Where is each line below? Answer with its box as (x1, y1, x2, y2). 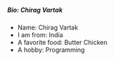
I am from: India (17, 30, 63, 39)
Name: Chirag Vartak (17, 23, 79, 32)
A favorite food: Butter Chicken (17, 38, 108, 46)
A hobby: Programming (17, 46, 85, 54)
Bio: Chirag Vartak (7, 6, 63, 14)
